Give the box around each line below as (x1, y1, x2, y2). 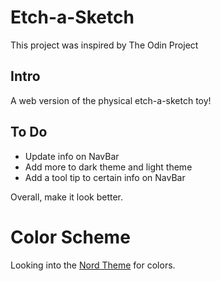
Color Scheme (10, 226, 131, 248)
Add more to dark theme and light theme (24, 161, 193, 173)
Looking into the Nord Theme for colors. (10, 259, 176, 271)
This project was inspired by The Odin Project (10, 39, 199, 51)
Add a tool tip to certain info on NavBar (24, 171, 186, 183)
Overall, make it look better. (10, 191, 123, 203)
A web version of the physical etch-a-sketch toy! (10, 94, 212, 106)
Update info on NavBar (24, 150, 120, 162)
